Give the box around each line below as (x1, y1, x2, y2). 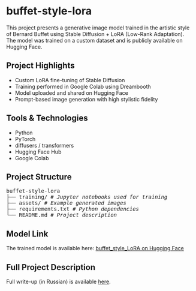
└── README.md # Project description (6, 212, 117, 218)
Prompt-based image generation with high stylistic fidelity (14, 95, 158, 103)
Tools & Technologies (6, 113, 88, 124)
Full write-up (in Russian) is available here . (6, 278, 111, 285)
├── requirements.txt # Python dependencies (6, 206, 140, 212)
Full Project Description (6, 262, 96, 272)
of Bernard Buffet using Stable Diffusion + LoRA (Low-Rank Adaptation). (6, 30, 185, 37)
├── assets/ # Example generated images (6, 200, 127, 206)
